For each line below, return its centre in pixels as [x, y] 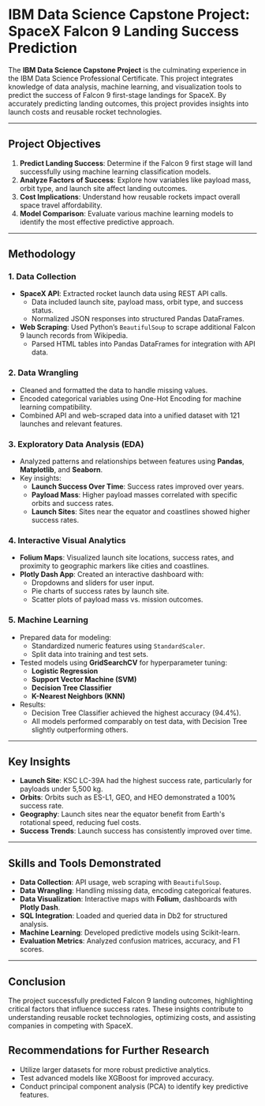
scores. [32, 950]
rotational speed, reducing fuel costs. [80, 823]
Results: [32, 704]
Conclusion [37, 982]
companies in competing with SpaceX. [71, 1026]
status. [42, 310]
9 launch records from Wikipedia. [74, 336]
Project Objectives [54, 144]
